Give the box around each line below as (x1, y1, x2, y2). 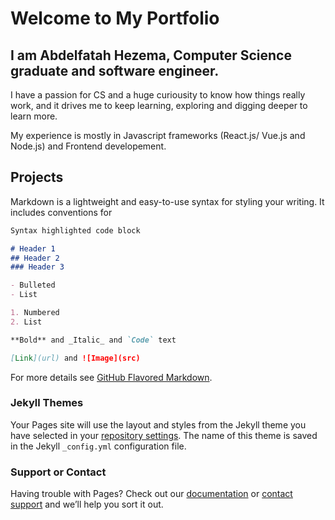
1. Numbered (10, 308, 60, 318)
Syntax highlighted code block (10, 225, 141, 236)
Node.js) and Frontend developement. (10, 140, 167, 152)
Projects (10, 169, 64, 186)
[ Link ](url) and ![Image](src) (10, 353, 141, 363)
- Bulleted (10, 280, 56, 291)
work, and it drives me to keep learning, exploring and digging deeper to (10, 100, 308, 111)
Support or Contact (10, 465, 107, 479)
